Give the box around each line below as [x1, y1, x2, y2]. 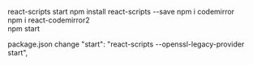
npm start [7, 24, 41, 33]
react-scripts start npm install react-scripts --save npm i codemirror [7, 7, 235, 16]
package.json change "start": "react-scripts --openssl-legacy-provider [7, 39, 245, 49]
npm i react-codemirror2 [7, 15, 90, 25]
